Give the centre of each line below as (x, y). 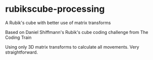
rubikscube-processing (55, 9)
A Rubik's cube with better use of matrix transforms (58, 23)
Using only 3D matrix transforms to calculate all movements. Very (72, 47)
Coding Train (18, 37)
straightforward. (22, 52)
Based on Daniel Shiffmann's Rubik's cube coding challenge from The (77, 32)
